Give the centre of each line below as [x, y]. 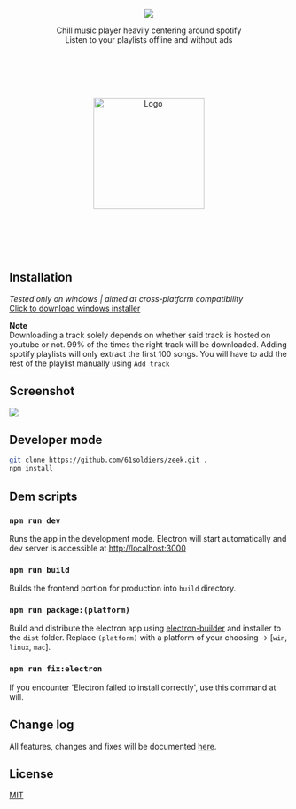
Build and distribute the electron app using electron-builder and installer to [145, 628]
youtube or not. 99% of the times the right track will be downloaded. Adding [148, 344]
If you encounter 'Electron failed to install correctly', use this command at [143, 687]
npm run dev [35, 520]
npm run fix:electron [56, 669]
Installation [41, 278]
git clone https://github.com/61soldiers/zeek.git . [109, 460]
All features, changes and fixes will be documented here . [113, 746]
